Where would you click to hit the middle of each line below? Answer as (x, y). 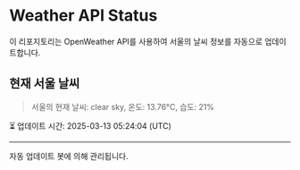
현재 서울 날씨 (45, 84)
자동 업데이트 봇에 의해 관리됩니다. (69, 156)
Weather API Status (83, 16)
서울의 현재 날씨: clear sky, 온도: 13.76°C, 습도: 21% (123, 106)
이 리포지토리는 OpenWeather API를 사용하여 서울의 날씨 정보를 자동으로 (136, 41)
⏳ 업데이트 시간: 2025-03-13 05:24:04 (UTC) (90, 125)
